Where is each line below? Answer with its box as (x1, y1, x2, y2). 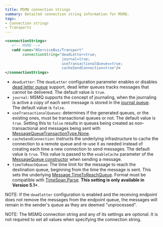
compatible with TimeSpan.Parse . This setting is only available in (12, 177, 145, 183)
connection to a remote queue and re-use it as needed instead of (12, 141, 143, 147)
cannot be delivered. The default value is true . (12, 89, 106, 95)
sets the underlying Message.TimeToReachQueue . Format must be (12, 172, 146, 178)
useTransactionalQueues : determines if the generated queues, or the (12, 110, 149, 116)
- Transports (5, 25, 32, 30)
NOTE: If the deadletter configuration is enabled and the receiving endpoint (5, 192, 157, 197)
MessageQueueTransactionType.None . (12, 131, 91, 137)
